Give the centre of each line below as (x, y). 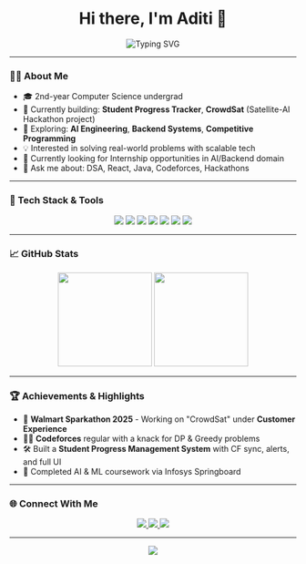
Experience (45, 429)
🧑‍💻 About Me (39, 76)
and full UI (42, 462)
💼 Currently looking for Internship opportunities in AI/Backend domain (153, 159)
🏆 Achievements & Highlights (77, 395)
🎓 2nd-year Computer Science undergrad (103, 97)
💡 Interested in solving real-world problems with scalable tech (139, 149)
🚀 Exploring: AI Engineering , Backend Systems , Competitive (138, 129)
